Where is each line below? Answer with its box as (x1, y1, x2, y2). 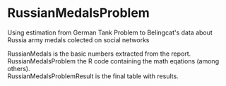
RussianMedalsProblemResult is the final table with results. (7, 72, 179, 80)
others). (7, 64, 30, 73)
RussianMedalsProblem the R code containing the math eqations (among (7, 56, 220, 65)
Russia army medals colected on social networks (7, 35, 150, 44)
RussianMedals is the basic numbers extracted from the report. (7, 49, 191, 58)
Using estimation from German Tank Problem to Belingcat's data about (7, 28, 213, 37)
